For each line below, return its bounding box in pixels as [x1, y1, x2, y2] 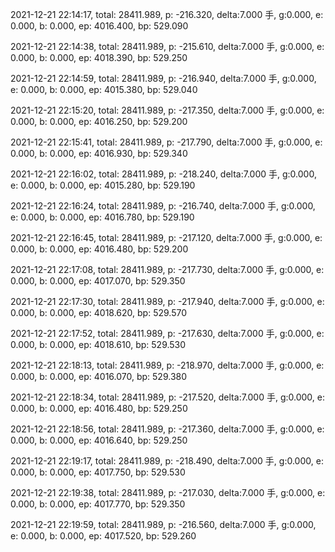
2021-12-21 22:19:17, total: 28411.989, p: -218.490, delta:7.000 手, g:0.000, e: [10, 455, 324, 467]
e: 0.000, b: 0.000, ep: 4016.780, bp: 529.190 [10, 211, 195, 223]
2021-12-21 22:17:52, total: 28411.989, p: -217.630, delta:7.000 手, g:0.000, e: [10, 328, 325, 339]
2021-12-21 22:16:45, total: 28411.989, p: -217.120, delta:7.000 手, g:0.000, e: [10, 232, 323, 243]
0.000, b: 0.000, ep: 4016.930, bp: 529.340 [10, 148, 188, 159]
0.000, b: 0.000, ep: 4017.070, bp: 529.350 [10, 275, 186, 287]
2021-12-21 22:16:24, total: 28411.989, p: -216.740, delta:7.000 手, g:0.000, [10, 200, 316, 212]
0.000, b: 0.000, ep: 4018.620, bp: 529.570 [10, 307, 188, 318]
